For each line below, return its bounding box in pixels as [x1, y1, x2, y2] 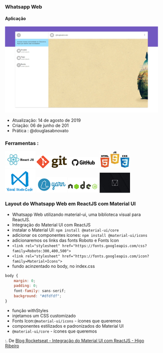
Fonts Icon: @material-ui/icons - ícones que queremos [12, 318, 121, 324]
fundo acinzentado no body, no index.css [12, 263, 95, 269]
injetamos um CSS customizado [12, 313, 76, 318]
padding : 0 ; [14, 283, 38, 288]
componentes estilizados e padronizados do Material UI [12, 323, 124, 329]
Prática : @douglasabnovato [12, 128, 69, 134]
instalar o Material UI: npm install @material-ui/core [12, 227, 119, 233]
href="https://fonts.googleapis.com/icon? [62, 254, 149, 259]
